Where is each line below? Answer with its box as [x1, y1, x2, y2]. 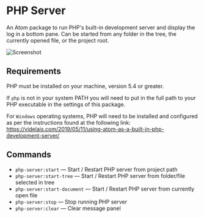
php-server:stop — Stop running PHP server [15, 198, 127, 205]
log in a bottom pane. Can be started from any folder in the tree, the [6, 30, 177, 37]
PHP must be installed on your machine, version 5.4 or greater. [6, 82, 164, 90]
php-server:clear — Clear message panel [15, 205, 121, 212]
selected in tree [15, 178, 55, 186]
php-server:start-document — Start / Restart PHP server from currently [15, 185, 195, 192]
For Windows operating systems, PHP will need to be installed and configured [6, 112, 199, 119]
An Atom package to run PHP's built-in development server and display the [6, 24, 195, 31]
